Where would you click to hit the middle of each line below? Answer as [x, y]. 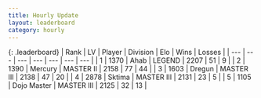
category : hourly [36, 30]
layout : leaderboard [42, 23]
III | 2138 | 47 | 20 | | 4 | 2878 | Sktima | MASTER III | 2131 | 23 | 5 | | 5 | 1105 [130, 77]
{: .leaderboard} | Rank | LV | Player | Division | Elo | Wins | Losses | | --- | [127, 53]
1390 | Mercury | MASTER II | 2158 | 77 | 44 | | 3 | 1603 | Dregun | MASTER [128, 69]
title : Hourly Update [43, 15]
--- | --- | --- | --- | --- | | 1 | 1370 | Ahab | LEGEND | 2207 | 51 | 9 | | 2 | [131, 60]
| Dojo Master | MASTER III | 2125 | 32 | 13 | [78, 85]
